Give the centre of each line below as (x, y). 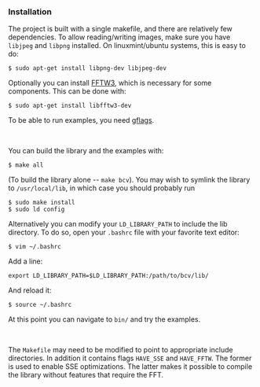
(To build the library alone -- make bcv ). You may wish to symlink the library (129, 180)
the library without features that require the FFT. (86, 375)
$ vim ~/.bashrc (35, 247)
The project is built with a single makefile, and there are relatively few (121, 29)
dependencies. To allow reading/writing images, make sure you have (119, 37)
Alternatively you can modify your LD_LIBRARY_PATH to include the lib (118, 224)
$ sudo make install (42, 203)
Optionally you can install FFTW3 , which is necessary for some (110, 83)
